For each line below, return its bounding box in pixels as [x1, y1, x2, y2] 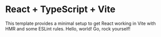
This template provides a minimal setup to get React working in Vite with [5, 20, 156, 26]
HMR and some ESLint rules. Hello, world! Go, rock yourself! [5, 25, 131, 31]
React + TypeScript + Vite [5, 4, 115, 15]
